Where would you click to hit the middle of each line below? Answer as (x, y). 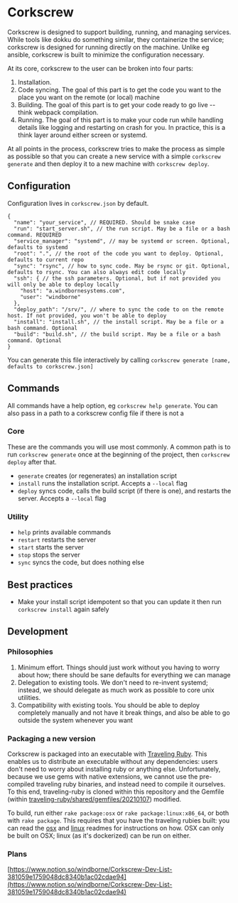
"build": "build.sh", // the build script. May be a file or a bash (117, 334)
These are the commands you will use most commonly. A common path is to (119, 447)
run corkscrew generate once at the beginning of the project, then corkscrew (119, 454)
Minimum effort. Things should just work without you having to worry (119, 667)
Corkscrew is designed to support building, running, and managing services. (119, 32)
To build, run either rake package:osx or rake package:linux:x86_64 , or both (118, 813)
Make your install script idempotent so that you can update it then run (119, 601)
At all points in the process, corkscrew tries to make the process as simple (116, 148)
